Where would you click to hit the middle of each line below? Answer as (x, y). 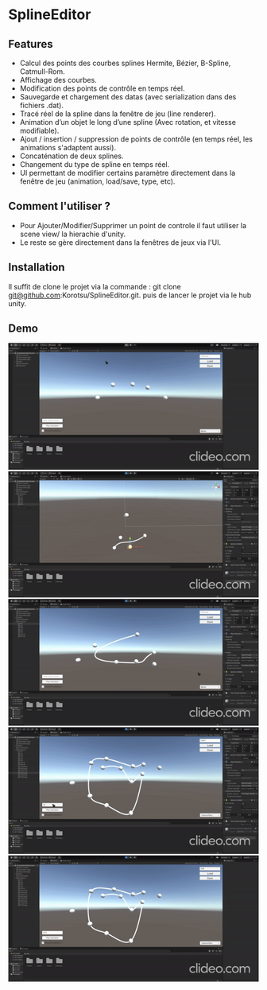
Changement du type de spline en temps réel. (95, 164)
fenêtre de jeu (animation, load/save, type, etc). (97, 181)
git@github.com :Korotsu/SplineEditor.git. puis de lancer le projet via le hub (130, 295)
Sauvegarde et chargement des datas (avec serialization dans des (128, 97)
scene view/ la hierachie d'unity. (73, 234)
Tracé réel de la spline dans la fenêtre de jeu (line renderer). (118, 114)
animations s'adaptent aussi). (68, 148)
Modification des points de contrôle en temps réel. (102, 88)
